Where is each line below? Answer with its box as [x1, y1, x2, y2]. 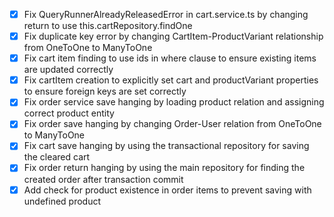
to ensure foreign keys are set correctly [23, 85, 187, 98]
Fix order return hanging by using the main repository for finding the [23, 162, 306, 174]
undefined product [23, 195, 102, 207]
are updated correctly [23, 64, 114, 76]
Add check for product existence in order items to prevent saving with [23, 184, 312, 196]
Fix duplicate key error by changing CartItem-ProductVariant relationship [23, 30, 324, 43]
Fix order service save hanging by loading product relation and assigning [23, 96, 325, 108]
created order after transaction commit [23, 173, 184, 185]
